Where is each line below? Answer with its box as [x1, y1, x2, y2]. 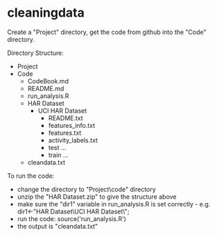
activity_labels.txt [48, 136, 98, 144]
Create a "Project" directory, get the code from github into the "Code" [7, 28, 207, 36]
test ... [48, 143, 67, 152]
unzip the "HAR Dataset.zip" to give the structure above [17, 193, 177, 201]
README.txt [48, 113, 83, 122]
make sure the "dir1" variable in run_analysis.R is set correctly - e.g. [17, 199, 211, 208]
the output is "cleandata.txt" [17, 222, 98, 230]
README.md [27, 84, 64, 92]
